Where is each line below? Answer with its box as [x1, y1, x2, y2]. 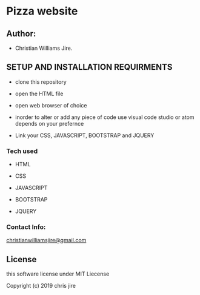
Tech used [6, 147, 38, 155]
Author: [6, 29, 36, 39]
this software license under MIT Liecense [6, 270, 110, 277]
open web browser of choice [15, 101, 87, 109]
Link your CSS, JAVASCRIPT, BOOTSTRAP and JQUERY [15, 132, 155, 139]
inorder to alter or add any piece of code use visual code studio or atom [15, 114, 195, 121]
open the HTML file [15, 90, 64, 97]
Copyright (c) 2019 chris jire [6, 282, 76, 290]
